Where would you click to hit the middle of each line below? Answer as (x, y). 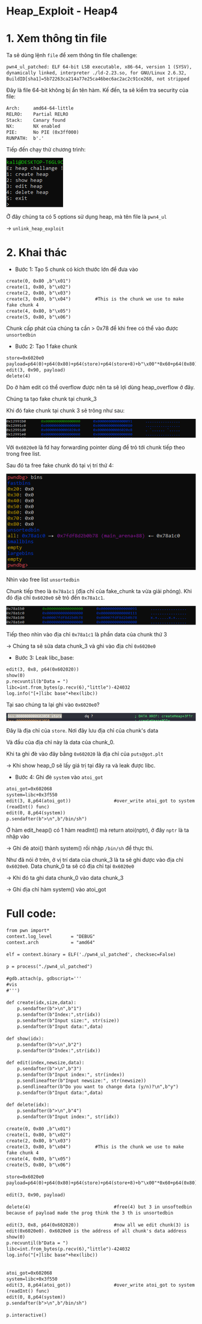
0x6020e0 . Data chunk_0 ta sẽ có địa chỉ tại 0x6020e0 (70, 866)
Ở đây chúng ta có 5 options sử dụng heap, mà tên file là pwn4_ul (87, 217)
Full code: (31, 913)
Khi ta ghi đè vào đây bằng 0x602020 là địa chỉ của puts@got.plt (85, 754)
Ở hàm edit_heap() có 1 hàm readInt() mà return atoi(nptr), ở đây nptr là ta (98, 830)
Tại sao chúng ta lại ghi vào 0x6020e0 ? (53, 705)
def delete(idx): (28, 1105)
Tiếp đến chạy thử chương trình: (46, 150)
